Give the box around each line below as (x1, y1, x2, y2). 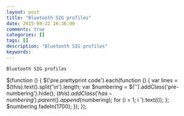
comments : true (6, 26, 45, 33)
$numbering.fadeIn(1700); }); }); (6, 102, 87, 110)
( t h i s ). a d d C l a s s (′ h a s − (56, 90, 113, 97)
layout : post (6, 9, 40, 15)
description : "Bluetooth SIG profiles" (6, 44, 108, 50)
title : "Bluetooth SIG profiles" (6, 15, 92, 21)
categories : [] (6, 32, 45, 38)
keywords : (6, 49, 32, 55)
